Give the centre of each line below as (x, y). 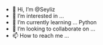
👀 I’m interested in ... (38, 16)
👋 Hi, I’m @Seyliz (33, 9)
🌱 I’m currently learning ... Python (54, 22)
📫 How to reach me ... (40, 36)
